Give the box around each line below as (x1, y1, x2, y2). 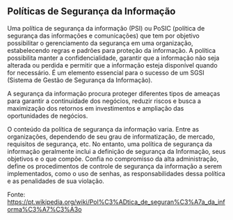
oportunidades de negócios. (7, 111, 88, 120)
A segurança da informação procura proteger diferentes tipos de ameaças (7, 89, 220, 97)
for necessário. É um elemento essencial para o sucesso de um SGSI (7, 68, 204, 77)
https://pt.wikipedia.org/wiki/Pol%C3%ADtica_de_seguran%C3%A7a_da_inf (7, 198, 226, 206)
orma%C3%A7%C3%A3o (7, 205, 82, 213)
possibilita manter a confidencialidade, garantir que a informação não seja (7, 54, 220, 62)
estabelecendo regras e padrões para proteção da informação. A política (7, 46, 216, 54)
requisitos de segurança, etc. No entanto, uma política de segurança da (7, 139, 213, 148)
